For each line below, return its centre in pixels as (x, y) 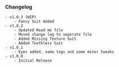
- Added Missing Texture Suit (45, 39)
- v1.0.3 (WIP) (21, 17)
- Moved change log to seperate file (53, 35)
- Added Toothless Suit (39, 43)
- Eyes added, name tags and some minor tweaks (64, 52)
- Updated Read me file (39, 30)
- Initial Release (33, 61)
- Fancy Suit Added (34, 22)
